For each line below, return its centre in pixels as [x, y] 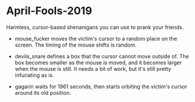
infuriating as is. [34, 75]
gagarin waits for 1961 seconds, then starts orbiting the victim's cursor [101, 86]
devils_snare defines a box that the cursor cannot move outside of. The [102, 56]
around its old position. [43, 93]
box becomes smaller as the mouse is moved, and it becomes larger [98, 62]
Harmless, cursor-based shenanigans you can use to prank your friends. [95, 27]
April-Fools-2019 [49, 11]
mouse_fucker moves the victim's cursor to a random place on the [96, 38]
